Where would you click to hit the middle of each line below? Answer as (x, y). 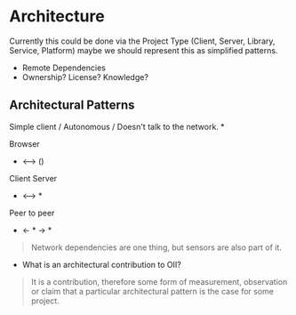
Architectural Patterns (72, 105)
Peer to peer (32, 213)
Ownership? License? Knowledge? (85, 77)
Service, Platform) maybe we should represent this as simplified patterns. (144, 50)
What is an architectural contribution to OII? (102, 264)
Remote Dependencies (64, 68)
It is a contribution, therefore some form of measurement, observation (159, 281)
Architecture (57, 16)
